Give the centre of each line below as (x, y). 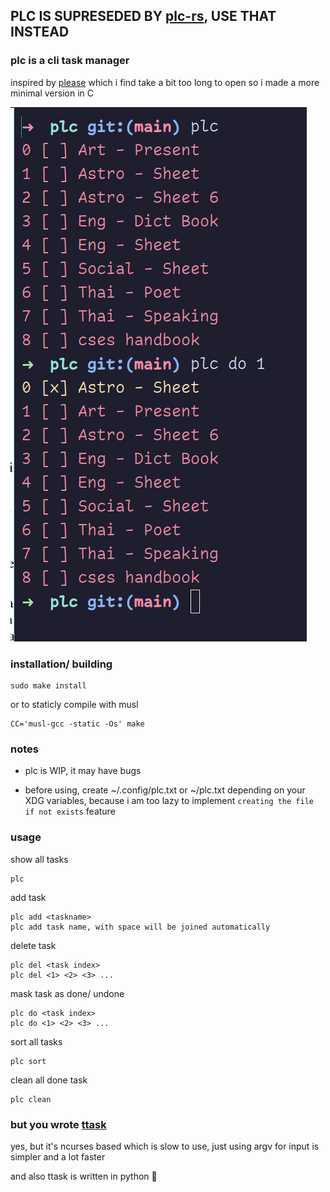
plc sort (28, 1061)
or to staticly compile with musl (74, 704)
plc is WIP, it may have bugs (83, 771)
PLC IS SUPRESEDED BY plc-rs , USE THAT (143, 16)
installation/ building (61, 664)
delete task (33, 945)
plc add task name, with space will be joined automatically (140, 927)
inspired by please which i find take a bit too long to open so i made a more (165, 82)
